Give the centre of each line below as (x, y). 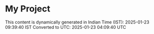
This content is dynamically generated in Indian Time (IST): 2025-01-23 (77, 22)
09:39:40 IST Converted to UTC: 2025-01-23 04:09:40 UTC (66, 27)
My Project (28, 9)
